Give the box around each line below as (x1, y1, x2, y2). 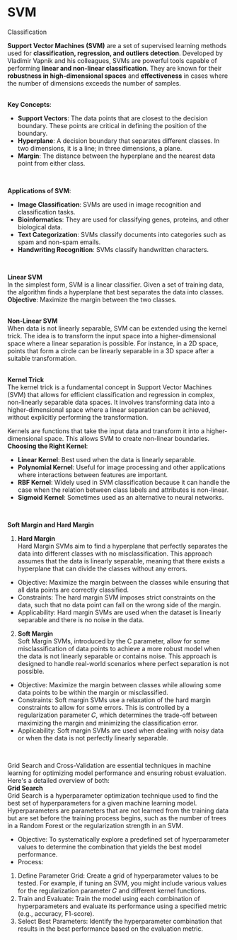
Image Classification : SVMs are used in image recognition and (17, 200, 202, 209)
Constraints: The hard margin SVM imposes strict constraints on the (17, 592, 216, 602)
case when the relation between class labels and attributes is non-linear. (17, 486, 229, 494)
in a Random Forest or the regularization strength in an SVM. (7, 821, 184, 830)
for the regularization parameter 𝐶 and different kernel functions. (17, 886, 207, 895)
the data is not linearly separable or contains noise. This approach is (17, 652, 217, 660)
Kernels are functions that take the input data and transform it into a (7, 426, 205, 435)
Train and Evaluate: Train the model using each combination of (17, 894, 200, 902)
